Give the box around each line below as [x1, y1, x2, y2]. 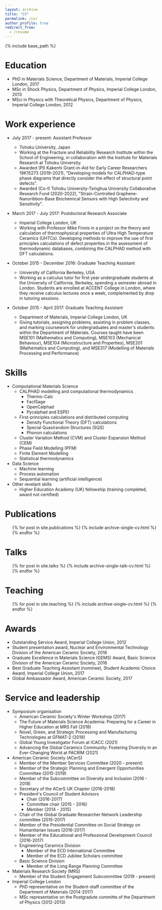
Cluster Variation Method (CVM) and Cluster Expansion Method [19, 435, 146, 441]
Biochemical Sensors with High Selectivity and [56, 196, 148, 201]
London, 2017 [12, 81, 40, 87]
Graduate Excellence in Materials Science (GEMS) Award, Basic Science [12, 655, 156, 661]
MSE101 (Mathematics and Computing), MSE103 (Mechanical [19, 334, 141, 340]
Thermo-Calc [26, 394, 53, 399]
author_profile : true [5, 20, 49, 26]
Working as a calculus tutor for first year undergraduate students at [19, 275, 154, 281]
